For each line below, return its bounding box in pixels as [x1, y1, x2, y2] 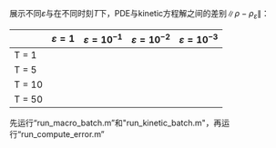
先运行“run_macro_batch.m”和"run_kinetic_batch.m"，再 [9, 117, 222, 129]
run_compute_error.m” [21, 129, 105, 140]
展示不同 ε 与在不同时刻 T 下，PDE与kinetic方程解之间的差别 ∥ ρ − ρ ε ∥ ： [9, 8, 271, 21]
